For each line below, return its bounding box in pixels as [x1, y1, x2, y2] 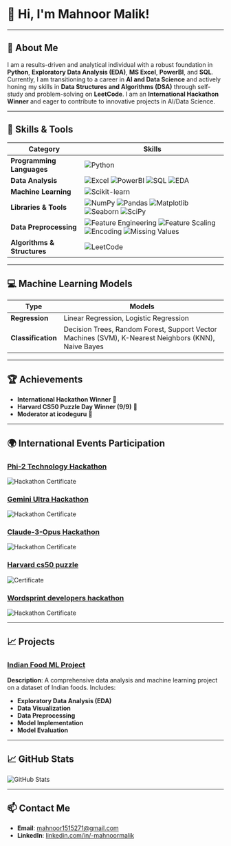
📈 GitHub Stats [7, 754, 74, 765]
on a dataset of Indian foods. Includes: [7, 683, 116, 691]
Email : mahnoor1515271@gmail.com [16, 824, 119, 832]
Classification [10, 333, 57, 343]
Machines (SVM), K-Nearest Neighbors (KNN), [63, 333, 215, 343]
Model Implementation [16, 718, 84, 727]
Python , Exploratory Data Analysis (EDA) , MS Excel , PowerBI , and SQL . [7, 68, 214, 76]
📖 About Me [7, 42, 58, 54]
